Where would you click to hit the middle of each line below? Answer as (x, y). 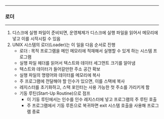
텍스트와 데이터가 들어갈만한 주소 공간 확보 (60, 69)
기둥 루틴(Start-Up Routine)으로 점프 (55, 93)
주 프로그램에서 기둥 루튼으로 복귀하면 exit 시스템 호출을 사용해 (86, 105)
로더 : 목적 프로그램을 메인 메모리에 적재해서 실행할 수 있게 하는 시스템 (86, 51)
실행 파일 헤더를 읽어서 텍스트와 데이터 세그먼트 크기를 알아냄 (77, 63)
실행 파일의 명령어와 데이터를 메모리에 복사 (60, 75)
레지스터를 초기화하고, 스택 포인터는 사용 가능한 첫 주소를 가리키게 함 (84, 87)
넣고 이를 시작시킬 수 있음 (36, 39)
